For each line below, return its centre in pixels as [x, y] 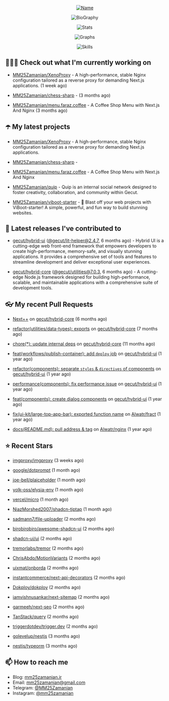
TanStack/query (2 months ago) [46, 617]
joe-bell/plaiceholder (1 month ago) [49, 480]
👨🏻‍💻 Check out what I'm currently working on [78, 63]
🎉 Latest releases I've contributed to [63, 229]
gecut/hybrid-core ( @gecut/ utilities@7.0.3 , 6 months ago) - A [76, 272]
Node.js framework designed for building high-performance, [87, 277]
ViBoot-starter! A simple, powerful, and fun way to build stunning [80, 207]
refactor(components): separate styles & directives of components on [87, 369]
